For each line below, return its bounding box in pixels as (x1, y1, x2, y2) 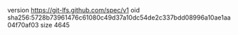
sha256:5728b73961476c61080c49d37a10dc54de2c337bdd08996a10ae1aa (7, 13, 232, 22)
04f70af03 (7, 21, 39, 29)
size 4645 (40, 21, 70, 29)
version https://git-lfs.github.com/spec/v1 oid (7, 6, 140, 14)
